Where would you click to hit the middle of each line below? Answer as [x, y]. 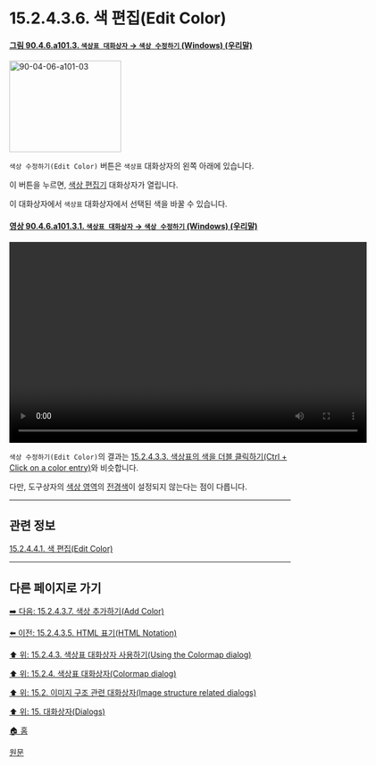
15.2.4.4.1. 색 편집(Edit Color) [61, 549]
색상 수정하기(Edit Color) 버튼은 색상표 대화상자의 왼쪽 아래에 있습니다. [132, 166]
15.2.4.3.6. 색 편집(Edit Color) [118, 18]
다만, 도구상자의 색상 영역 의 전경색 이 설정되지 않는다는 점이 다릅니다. [128, 487]
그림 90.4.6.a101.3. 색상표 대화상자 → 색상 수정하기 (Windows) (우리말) [131, 45]
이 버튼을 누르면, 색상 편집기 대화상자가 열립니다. [94, 185]
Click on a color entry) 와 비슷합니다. [74, 467]
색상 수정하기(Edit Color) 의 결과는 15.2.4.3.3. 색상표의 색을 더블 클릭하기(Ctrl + [148, 456]
